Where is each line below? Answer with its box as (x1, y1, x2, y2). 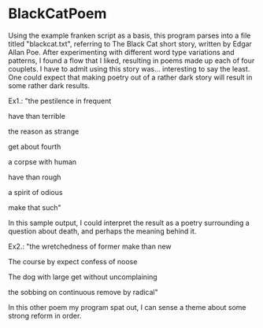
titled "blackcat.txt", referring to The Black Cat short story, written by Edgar (8, 39, 252, 48)
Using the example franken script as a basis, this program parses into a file (8, 31, 251, 40)
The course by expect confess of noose (8, 256, 138, 266)
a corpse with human (8, 157, 77, 166)
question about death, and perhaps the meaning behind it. (8, 226, 197, 236)
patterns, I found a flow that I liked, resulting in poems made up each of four (8, 56, 255, 65)
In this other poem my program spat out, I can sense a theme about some (8, 302, 246, 311)
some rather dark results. (8, 80, 91, 90)
